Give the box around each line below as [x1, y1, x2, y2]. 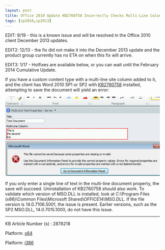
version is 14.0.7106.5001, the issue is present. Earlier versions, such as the [5, 201, 157, 207]
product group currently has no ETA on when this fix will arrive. [5, 52, 133, 58]
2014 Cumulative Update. [5, 67, 56, 73]
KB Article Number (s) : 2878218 [5, 221, 71, 227]
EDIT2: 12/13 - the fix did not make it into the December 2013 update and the [5, 47, 160, 53]
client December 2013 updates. [5, 37, 69, 44]
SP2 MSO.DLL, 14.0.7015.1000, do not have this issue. [5, 207, 113, 213]
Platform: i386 [5, 240, 34, 246]
